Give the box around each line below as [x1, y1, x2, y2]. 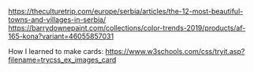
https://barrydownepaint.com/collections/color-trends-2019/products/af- [8, 23, 246, 32]
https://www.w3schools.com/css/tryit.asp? [105, 47, 245, 56]
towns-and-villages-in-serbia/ [8, 15, 106, 24]
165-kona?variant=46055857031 [8, 31, 114, 41]
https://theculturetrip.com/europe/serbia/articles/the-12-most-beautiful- [8, 7, 244, 16]
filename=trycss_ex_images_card [8, 55, 117, 64]
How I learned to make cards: [8, 47, 104, 56]
